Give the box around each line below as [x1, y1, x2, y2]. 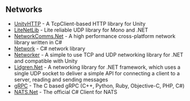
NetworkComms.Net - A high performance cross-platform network [13, 32, 176, 40]
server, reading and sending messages [13, 76, 108, 83]
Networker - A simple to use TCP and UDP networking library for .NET [13, 51, 184, 58]
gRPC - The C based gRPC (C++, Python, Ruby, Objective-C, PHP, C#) [13, 82, 185, 89]
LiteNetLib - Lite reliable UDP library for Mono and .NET [13, 26, 148, 33]
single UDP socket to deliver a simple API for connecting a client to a [13, 69, 180, 76]
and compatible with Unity [13, 57, 78, 64]
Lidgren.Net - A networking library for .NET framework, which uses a [13, 64, 181, 71]
